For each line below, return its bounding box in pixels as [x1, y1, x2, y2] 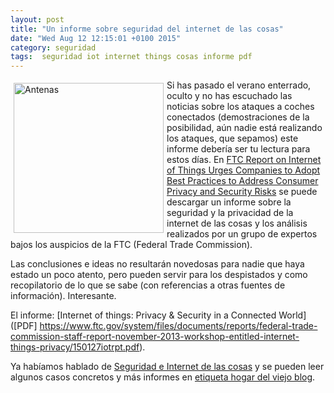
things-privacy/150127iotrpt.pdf [10, 341, 140, 353]
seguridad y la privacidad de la [166, 207, 294, 219]
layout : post [10, 14, 65, 25]
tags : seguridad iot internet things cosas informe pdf [10, 52, 253, 62]
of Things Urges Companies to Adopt [166, 164, 321, 176]
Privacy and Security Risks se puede [166, 186, 318, 198]
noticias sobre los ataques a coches [166, 101, 315, 113]
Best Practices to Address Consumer [166, 175, 319, 187]
